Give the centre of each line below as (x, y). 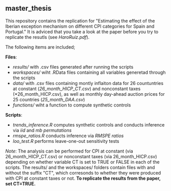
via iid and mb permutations (42, 130)
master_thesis (29, 8)
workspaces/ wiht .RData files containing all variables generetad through (89, 72)
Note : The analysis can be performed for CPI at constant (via (69, 151)
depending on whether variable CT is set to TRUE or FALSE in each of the (82, 162)
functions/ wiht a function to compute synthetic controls (72, 105)
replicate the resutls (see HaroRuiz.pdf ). (47, 37)
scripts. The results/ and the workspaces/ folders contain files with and (80, 167)
